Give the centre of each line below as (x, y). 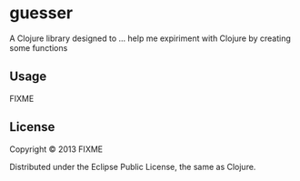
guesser (41, 13)
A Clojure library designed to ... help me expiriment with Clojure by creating (150, 38)
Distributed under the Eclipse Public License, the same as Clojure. (133, 166)
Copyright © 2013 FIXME (56, 149)
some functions (39, 47)
